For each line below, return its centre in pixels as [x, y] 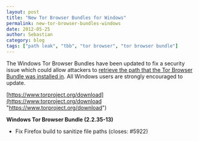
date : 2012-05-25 [28, 29]
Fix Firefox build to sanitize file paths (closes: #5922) [82, 131]
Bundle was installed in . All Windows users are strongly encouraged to [95, 76]
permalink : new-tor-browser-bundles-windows [64, 23]
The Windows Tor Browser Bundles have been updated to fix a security [96, 63]
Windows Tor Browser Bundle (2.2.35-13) [60, 119]
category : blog [26, 40]
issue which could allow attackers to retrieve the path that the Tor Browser [100, 70]
